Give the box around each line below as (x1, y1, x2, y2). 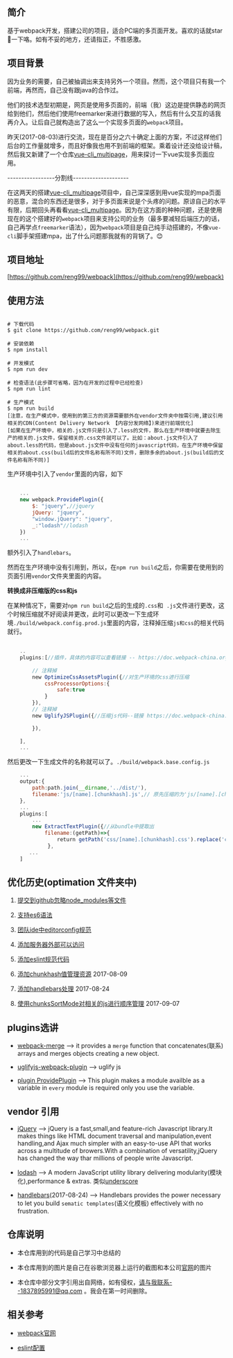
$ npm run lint (7, 386, 51, 392)
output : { (19, 778, 45, 785)
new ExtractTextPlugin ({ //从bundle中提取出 (32, 823, 155, 830)
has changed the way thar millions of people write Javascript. (17, 1154, 193, 1162)
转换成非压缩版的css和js (7, 586, 78, 595)
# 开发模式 (7, 360, 35, 367)
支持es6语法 (17, 911, 53, 919)
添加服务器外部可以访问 (17, 941, 85, 949)
